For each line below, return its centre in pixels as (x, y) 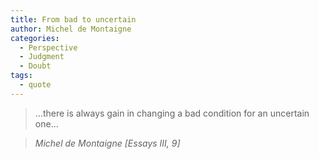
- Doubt (35, 66)
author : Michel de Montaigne (71, 29)
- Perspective (48, 47)
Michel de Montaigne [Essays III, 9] (107, 143)
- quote (35, 85)
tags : (21, 76)
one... (46, 123)
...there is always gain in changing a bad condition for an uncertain (172, 113)
